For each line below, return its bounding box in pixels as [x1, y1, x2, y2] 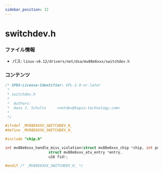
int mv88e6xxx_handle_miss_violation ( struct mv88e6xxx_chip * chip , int [5, 145, 153, 151]
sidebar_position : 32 [5, 7, 49, 12]
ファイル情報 [5, 46, 35, 53]
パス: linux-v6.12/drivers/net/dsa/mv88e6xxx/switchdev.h [12, 58, 130, 64]
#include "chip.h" [5, 137, 42, 141]
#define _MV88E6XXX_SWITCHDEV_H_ [5, 128, 73, 133]
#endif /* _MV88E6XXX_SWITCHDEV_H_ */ [5, 163, 83, 168]
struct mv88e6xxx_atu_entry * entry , [48, 150, 123, 155]
